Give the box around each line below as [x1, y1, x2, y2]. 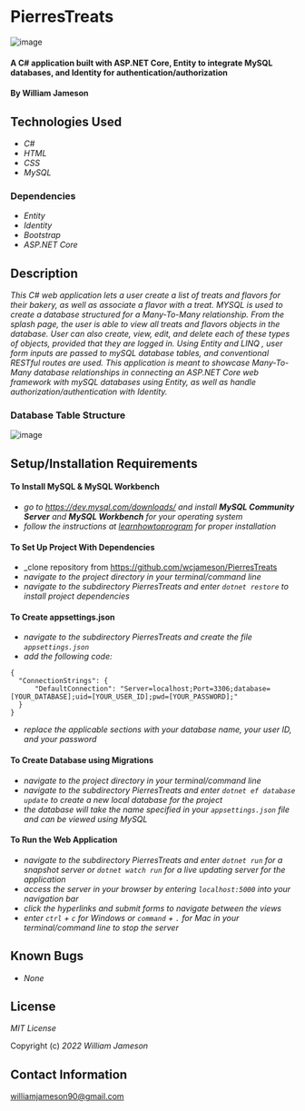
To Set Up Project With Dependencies [10, 541, 155, 552]
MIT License [10, 1023, 57, 1034]
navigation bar [23, 893, 79, 904]
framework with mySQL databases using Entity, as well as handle [10, 377, 257, 388]
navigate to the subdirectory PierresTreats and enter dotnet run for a [23, 854, 283, 865]
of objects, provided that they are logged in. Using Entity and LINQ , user [10, 338, 283, 349]
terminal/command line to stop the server [23, 922, 180, 933]
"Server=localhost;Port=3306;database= [120, 684, 271, 694]
